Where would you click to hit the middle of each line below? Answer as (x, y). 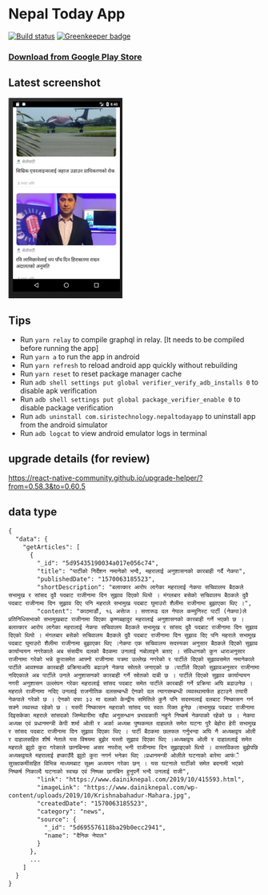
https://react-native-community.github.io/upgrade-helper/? (106, 478)
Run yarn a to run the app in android (80, 357)
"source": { (57, 820)
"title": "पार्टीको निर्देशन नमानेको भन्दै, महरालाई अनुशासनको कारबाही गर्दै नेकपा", (142, 571)
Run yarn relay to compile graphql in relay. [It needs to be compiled (132, 340)
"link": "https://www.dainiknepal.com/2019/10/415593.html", (141, 780)
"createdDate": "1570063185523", (93, 804)
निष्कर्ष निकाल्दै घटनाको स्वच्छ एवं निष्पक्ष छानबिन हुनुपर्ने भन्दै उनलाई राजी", (99, 772)
